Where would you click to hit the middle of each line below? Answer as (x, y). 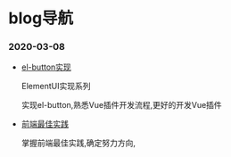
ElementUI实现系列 (56, 87)
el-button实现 (46, 67)
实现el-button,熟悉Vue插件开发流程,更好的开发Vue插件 (121, 105)
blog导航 (41, 18)
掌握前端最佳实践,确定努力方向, (78, 143)
